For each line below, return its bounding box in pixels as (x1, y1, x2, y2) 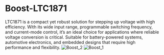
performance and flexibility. (5, 44, 61, 50)
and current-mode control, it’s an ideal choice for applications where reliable (5, 29, 159, 35)
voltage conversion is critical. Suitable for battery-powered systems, (5, 34, 143, 40)
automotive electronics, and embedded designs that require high (5, 39, 136, 45)
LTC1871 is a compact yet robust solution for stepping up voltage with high (5, 19, 155, 25)
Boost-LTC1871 (5, 3, 67, 14)
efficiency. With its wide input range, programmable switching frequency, (5, 24, 153, 29)
